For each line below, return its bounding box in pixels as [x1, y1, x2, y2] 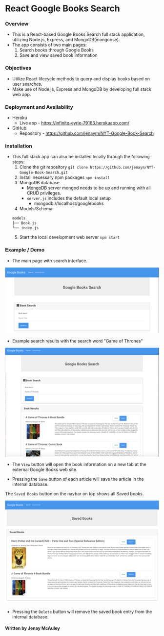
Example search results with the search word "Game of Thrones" [12, 338, 143, 344]
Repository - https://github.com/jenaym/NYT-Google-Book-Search [19, 130, 154, 136]
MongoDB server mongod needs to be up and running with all [26, 185, 151, 191]
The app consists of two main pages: [12, 42, 87, 48]
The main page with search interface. [12, 258, 88, 264]
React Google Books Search [5, 3, 121, 14]
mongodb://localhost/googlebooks [34, 200, 104, 206]
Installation [5, 143, 33, 149]
